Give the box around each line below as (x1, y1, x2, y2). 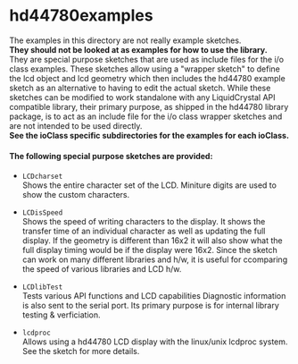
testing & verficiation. (21, 309, 101, 320)
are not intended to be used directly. (9, 120, 143, 131)
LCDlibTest (21, 283, 63, 292)
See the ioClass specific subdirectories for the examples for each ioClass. (9, 130, 290, 140)
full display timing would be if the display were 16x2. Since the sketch (21, 245, 278, 256)
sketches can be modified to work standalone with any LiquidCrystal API (9, 91, 276, 103)
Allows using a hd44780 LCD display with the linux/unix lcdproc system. (21, 336, 288, 347)
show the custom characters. (21, 190, 130, 200)
